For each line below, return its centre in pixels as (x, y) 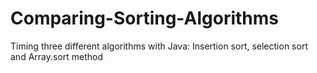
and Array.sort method (57, 56)
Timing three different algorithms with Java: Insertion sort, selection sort (159, 46)
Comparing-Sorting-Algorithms (144, 18)
